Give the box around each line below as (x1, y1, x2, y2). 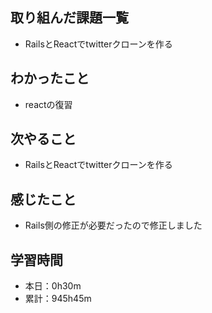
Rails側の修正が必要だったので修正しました (24, 219, 203, 232)
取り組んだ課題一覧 (10, 9, 129, 27)
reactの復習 (24, 98, 73, 110)
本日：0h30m (24, 280, 82, 292)
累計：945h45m (24, 293, 92, 305)
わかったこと (10, 70, 90, 87)
